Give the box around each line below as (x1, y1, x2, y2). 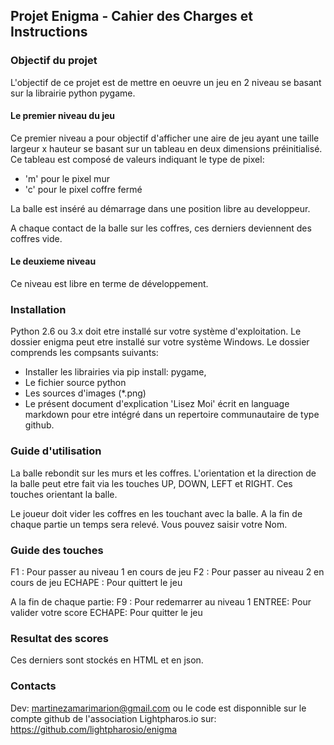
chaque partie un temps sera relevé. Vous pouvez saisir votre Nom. (10, 518, 288, 530)
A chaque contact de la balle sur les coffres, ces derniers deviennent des (10, 222, 312, 234)
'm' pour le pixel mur (24, 172, 110, 184)
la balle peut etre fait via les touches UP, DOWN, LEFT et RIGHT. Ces (10, 477, 293, 489)
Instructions (10, 24, 88, 41)
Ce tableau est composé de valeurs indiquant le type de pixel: (10, 153, 265, 165)
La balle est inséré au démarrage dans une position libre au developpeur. (10, 202, 311, 214)
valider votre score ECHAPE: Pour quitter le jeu (10, 606, 203, 618)
